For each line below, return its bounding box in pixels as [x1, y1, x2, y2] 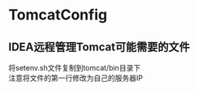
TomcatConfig [8, 6, 108, 24]
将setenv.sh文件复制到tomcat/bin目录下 [8, 63, 141, 72]
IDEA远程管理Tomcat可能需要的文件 [8, 40, 191, 54]
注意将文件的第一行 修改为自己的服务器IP [8, 73, 144, 83]
